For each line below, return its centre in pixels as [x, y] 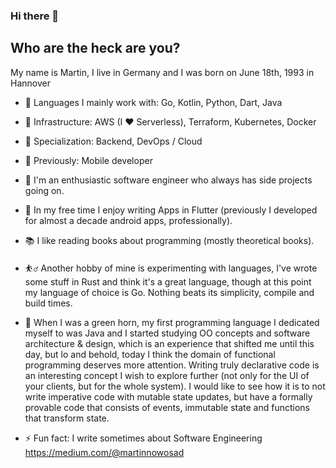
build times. [48, 303]
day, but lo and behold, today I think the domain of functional [150, 354]
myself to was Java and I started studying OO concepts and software [167, 333]
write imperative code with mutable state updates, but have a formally [168, 396]
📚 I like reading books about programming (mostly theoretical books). [169, 240]
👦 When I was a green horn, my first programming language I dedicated [172, 322]
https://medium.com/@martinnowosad [104, 452]
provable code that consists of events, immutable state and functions [167, 407]
